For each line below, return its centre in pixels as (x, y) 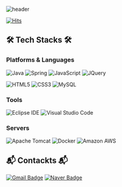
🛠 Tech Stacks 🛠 (39, 40)
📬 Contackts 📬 (37, 160)
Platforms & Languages (40, 60)
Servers (18, 128)
